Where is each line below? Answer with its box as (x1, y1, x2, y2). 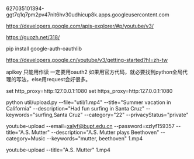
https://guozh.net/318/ (6, 34, 60, 40)
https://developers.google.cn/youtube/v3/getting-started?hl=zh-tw (6, 57, 168, 63)
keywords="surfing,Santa (6, 111, 68, 118)
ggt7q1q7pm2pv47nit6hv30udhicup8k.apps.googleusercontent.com (6, 11, 169, 18)
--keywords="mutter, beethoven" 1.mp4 (46, 135, 143, 142)
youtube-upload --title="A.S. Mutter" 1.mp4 (6, 146, 111, 153)
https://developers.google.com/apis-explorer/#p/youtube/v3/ (6, 23, 154, 29)
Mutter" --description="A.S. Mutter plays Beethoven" (31, 129, 160, 136)
